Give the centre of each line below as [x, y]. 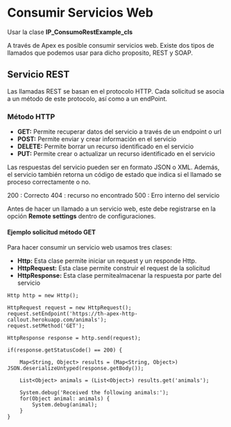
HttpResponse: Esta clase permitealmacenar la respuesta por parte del [119, 276]
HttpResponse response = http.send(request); [74, 338]
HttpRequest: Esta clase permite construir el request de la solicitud [113, 268]
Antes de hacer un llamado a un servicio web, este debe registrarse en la [112, 209]
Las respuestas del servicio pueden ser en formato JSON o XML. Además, [113, 167]
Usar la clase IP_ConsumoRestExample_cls [70, 32]
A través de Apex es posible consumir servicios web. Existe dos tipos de [111, 45]
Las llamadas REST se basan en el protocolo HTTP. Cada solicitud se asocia [116, 91]
